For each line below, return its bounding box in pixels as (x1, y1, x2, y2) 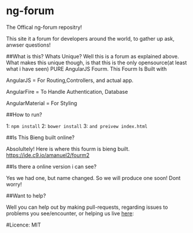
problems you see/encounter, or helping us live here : (6, 209, 134, 216)
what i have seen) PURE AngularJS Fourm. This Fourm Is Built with (6, 65, 167, 72)
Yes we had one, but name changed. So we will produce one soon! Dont (6, 174, 181, 181)
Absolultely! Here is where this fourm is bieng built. (6, 145, 130, 152)
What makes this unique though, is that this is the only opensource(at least (6, 59, 187, 66)
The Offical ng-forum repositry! (6, 24, 82, 31)
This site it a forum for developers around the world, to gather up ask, (6, 35, 175, 42)
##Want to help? (6, 192, 46, 199)
